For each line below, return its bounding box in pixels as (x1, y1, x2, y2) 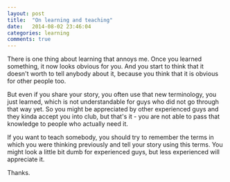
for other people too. (7, 77, 67, 85)
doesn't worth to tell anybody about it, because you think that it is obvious (7, 70, 219, 78)
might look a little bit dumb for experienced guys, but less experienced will (7, 148, 220, 156)
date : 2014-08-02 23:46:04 (7, 23, 91, 30)
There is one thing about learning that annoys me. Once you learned (7, 55, 202, 63)
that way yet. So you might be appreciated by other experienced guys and (7, 105, 219, 113)
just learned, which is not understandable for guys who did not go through (7, 98, 220, 106)
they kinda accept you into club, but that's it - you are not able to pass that (7, 112, 220, 121)
